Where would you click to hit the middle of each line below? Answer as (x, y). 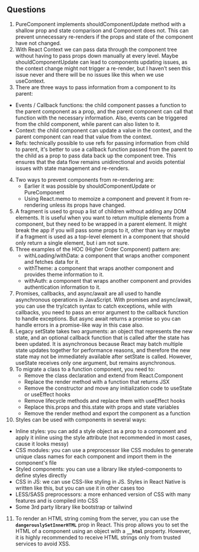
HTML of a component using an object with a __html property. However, (103, 531)
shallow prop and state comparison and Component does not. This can (102, 30)
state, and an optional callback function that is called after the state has (102, 337)
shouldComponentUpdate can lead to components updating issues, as (101, 62)
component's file (36, 462)
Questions (26, 10)
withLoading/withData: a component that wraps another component (107, 256)
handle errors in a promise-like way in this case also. (79, 325)
